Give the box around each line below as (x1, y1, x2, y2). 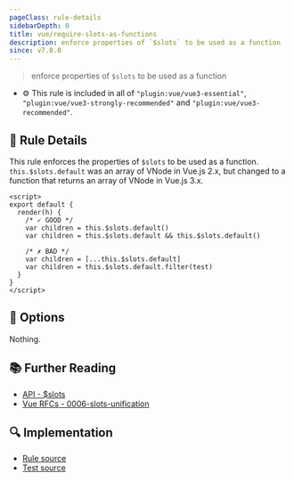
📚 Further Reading (9, 361, 117, 376)
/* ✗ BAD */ (25, 247, 69, 256)
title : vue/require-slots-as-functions (9, 29, 158, 38)
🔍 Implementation (9, 425, 113, 440)
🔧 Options (9, 310, 65, 325)
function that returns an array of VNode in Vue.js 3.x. (9, 175, 204, 185)
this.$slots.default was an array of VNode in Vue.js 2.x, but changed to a (9, 166, 286, 176)
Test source (21, 462, 67, 473)
